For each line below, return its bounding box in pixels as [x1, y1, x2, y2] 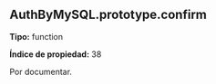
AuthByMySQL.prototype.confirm [9, 7, 208, 23]
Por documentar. [9, 66, 73, 77]
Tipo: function [9, 31, 64, 42]
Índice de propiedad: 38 [9, 49, 102, 60]
